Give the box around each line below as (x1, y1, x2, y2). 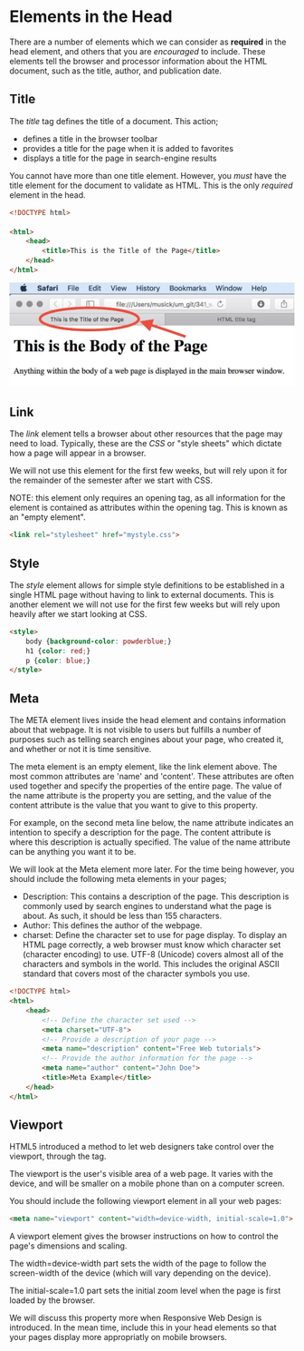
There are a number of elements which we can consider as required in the (9, 36, 287, 47)
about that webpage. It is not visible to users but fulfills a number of (9, 724, 261, 736)
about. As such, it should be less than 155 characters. (22, 910, 223, 922)
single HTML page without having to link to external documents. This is (9, 589, 274, 600)
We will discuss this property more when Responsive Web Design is (9, 1313, 262, 1324)
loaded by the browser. (9, 1295, 96, 1306)
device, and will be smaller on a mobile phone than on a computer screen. (9, 1178, 285, 1189)
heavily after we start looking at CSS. (9, 608, 147, 619)
